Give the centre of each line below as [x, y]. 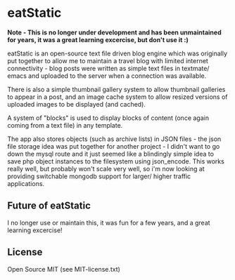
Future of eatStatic [49, 206]
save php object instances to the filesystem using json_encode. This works [116, 161]
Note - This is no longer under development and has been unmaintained [114, 32]
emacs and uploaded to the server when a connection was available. [107, 76]
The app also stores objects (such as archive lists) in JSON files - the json [114, 139]
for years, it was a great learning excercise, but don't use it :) [98, 39]
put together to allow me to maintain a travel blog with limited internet [108, 60]
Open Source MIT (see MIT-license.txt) [64, 269]
